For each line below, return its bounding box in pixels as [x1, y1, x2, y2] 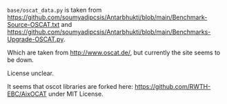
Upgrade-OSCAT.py [7, 35, 64, 43]
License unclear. [7, 69, 54, 77]
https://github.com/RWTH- [134, 83, 211, 90]
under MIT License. [48, 90, 103, 98]
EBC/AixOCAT [7, 90, 47, 98]
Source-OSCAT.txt [7, 21, 60, 28]
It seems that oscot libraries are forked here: [7, 83, 133, 90]
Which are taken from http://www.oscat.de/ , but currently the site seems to [7, 48, 221, 56]
